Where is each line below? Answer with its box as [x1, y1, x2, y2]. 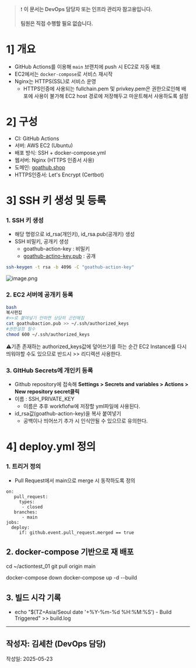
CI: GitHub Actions [14, 135, 60, 142]
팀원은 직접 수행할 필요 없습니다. [20, 20, 93, 27]
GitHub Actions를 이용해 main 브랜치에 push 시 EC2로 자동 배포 [14, 63, 161, 70]
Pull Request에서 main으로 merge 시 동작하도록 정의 [14, 477, 135, 484]
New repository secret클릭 [14, 388, 80, 395]
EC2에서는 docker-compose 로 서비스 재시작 [14, 70, 113, 77]
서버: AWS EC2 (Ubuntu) [14, 142, 73, 149]
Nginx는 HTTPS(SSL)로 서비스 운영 [14, 77, 96, 84]
